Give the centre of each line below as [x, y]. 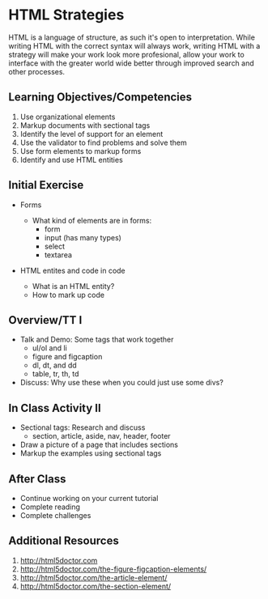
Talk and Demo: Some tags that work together [97, 340]
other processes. [37, 71]
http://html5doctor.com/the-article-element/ [94, 577]
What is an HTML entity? [73, 286]
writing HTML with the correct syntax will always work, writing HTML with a [134, 45]
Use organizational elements [68, 117]
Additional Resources [64, 541]
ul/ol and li [49, 348]
